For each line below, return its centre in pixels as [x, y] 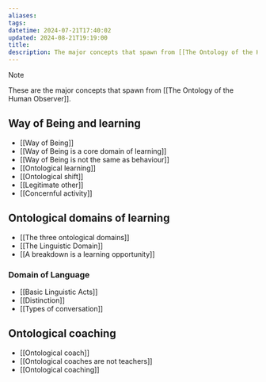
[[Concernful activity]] [56, 193]
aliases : [23, 15]
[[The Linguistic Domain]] [61, 246]
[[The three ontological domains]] [74, 237]
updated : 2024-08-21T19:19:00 [58, 38]
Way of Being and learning [74, 124]
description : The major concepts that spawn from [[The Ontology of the [131, 52]
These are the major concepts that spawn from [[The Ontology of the [121, 90]
